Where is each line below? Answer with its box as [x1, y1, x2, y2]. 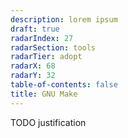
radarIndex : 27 [10, 33, 74, 43]
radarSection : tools [10, 42, 97, 53]
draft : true [10, 24, 60, 34]
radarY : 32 [10, 71, 56, 81]
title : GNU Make [10, 89, 78, 99]
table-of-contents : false [10, 80, 118, 90]
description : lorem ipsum [10, 14, 118, 25]
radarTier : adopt [10, 52, 83, 62]
